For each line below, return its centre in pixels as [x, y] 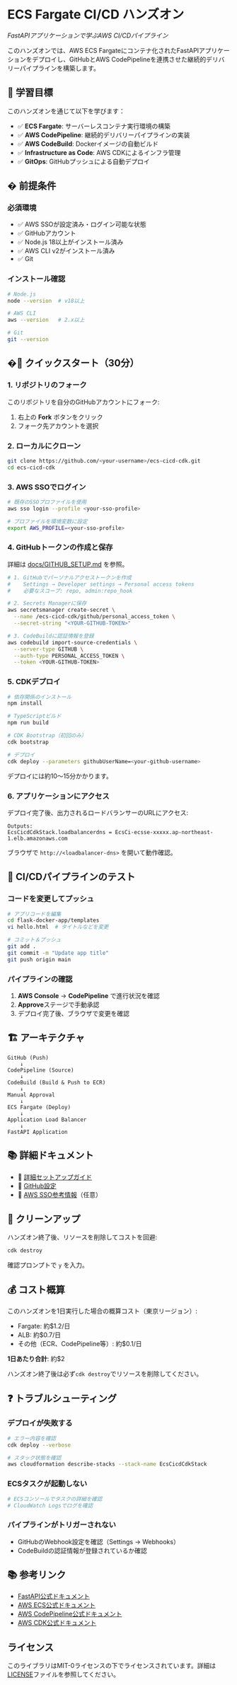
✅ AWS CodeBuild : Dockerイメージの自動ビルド [88, 144]
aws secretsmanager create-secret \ [61, 610]
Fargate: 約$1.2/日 [44, 1326]
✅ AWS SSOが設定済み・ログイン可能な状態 [82, 224]
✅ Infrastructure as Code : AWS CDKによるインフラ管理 [99, 152]
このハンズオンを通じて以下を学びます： [66, 111]
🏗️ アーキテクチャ [46, 1038]
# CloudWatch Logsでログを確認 [50, 1505]
